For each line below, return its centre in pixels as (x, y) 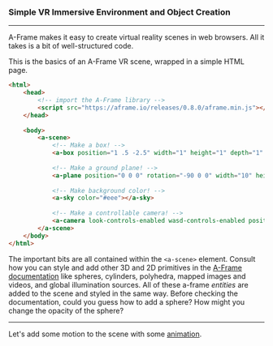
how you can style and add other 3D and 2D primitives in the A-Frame (125, 267)
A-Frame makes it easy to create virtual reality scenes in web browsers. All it (136, 37)
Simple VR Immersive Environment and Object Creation (120, 12)
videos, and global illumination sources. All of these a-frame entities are (129, 284)
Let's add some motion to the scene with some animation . (105, 334)
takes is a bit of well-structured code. (71, 46)
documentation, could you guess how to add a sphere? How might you (127, 301)
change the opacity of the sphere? (66, 310)
